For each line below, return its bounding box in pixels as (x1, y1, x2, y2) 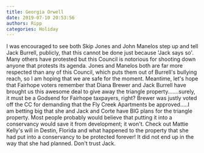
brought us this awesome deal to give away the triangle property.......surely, (6, 88, 196, 95)
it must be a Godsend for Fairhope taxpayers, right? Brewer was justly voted (6, 94, 197, 102)
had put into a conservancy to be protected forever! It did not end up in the (6, 133, 194, 141)
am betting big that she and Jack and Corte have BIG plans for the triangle (6, 107, 193, 115)
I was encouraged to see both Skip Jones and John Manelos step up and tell (6, 43, 199, 50)
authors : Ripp (6, 20, 43, 26)
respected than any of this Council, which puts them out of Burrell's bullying (6, 68, 197, 76)
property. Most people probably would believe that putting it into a (6, 114, 172, 121)
